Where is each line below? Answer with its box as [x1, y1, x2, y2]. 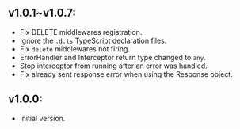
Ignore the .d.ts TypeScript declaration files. [19, 36, 167, 45]
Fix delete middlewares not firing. [19, 44, 131, 54]
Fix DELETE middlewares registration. [19, 27, 143, 36]
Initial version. [19, 113, 66, 123]
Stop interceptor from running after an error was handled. [19, 61, 208, 70]
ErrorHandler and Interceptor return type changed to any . [19, 52, 206, 62]
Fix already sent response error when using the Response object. [19, 69, 234, 78]
